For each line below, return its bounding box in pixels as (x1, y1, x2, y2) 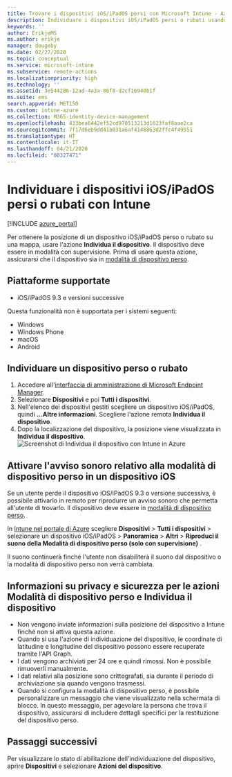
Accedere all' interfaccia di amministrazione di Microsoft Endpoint (17, 381, 204, 389)
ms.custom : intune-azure (7, 107, 79, 114)
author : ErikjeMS (7, 29, 57, 37)
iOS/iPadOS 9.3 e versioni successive (17, 293, 124, 302)
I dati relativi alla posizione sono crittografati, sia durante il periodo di (17, 672, 214, 680)
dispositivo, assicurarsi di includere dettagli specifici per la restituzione (17, 708, 220, 717)
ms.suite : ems (7, 94, 48, 101)
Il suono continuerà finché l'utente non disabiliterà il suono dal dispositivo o (7, 552, 222, 561)
